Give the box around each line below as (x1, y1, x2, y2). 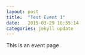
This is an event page (6, 42, 59, 49)
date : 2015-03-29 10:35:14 (6, 20, 79, 26)
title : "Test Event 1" (6, 14, 66, 20)
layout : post (6, 8, 39, 15)
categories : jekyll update (6, 25, 74, 32)
